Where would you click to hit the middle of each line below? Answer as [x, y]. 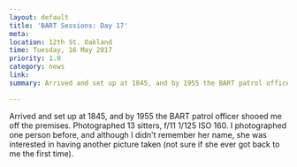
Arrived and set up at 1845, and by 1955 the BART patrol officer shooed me [146, 116]
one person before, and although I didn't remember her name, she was [138, 134]
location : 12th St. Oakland [61, 42]
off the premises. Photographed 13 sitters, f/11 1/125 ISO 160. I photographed [148, 125]
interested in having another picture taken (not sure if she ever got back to [145, 144]
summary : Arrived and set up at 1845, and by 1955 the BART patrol [136, 83]
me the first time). [42, 153]
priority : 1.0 [35, 58]
